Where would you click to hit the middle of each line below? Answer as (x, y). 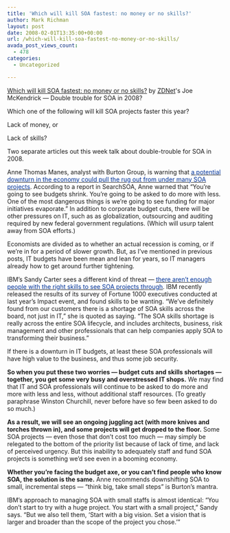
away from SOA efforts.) (41, 230)
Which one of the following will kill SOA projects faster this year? (98, 111)
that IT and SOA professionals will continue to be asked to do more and (107, 386)
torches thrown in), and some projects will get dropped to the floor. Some (113, 429)
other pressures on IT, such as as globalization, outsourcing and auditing (110, 216)
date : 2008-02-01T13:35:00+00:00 (55, 33)
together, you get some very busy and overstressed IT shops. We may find (115, 379)
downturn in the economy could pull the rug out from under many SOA (107, 179)
